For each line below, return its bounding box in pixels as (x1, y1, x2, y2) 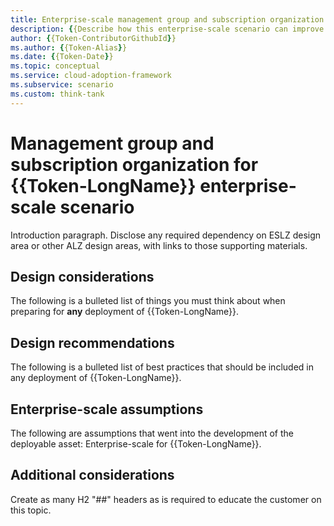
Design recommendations (10, 334, 175, 351)
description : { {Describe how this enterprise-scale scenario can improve (10, 24, 325, 34)
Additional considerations (10, 467, 175, 484)
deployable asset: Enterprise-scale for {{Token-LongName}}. (10, 438, 262, 450)
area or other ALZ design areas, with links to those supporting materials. (10, 239, 308, 251)
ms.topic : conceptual (10, 61, 101, 71)
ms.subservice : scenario (10, 80, 114, 90)
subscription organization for (10, 153, 259, 176)
